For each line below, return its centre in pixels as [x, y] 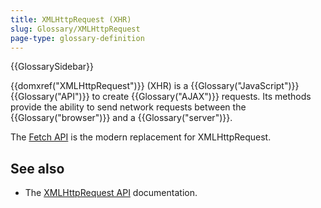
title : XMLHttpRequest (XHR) [71, 19]
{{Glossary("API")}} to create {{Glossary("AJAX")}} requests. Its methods [161, 97]
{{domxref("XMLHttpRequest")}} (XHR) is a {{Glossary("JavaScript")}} [155, 86]
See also [37, 168]
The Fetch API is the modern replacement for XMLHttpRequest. [141, 137]
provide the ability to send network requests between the [128, 107]
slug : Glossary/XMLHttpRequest [75, 29]
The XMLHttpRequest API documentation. [111, 193]
